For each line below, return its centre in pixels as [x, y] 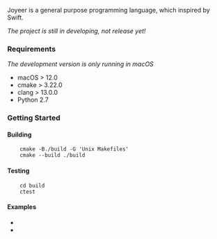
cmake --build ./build [53, 155]
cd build [32, 185]
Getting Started [34, 118]
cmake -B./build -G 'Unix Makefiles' [74, 149]
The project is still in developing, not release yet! [77, 31]
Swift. [16, 17]
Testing [18, 171]
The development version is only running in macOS [81, 64]
